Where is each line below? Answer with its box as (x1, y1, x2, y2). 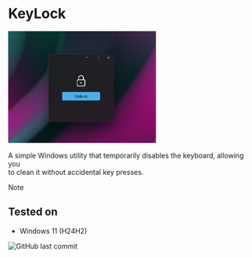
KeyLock (8, 5, 67, 23)
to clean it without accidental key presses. (8, 168, 144, 177)
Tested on (8, 205, 58, 219)
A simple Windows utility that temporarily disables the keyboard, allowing (8, 151, 244, 161)
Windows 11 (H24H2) (19, 226, 88, 235)
